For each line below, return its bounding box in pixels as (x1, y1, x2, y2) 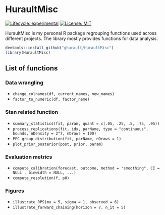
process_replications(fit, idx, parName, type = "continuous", (12, 126, 149, 132)
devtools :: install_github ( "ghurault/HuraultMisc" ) (5, 45, 114, 50)
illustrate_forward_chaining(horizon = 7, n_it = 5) (12, 205, 126, 210)
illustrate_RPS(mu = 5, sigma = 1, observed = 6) (12, 200, 120, 205)
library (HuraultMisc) (5, 50, 51, 55)
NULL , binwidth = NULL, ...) (12, 170, 77, 175)
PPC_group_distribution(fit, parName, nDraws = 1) (12, 136, 122, 141)
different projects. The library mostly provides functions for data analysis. (5, 35, 158, 41)
